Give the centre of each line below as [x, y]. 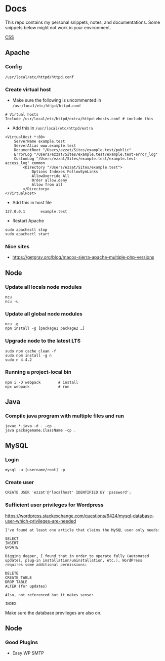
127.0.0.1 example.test [36, 211]
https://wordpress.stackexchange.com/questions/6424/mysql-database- [80, 516]
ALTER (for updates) [26, 586]
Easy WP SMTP [28, 653]
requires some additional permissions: [46, 565]
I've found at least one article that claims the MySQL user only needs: [83, 530]
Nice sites [17, 246]
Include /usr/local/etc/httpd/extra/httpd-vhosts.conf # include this [79, 119]
